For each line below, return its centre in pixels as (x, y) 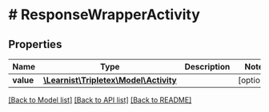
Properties (35, 44)
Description (207, 67)
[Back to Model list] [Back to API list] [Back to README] (100, 100)
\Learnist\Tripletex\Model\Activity (110, 80)
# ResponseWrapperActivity (104, 15)
